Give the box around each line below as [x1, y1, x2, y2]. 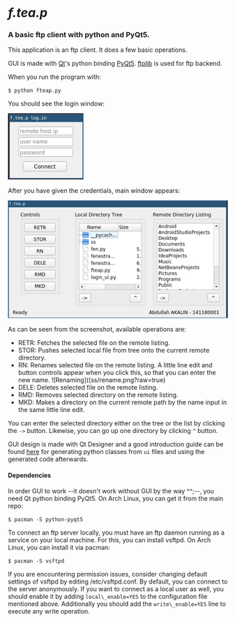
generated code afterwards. [8, 455, 89, 463]
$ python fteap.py [8, 87, 61, 94]
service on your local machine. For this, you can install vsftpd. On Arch [8, 535, 211, 544]
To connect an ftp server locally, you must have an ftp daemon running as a [8, 528, 225, 537]
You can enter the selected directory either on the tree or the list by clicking [8, 419, 225, 427]
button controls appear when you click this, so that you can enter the [17, 369, 216, 377]
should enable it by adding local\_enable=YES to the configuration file [8, 592, 208, 600]
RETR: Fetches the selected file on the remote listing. [17, 339, 170, 347]
